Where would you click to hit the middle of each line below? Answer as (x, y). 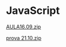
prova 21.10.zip (24, 38)
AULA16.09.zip (24, 27)
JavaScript (33, 11)
